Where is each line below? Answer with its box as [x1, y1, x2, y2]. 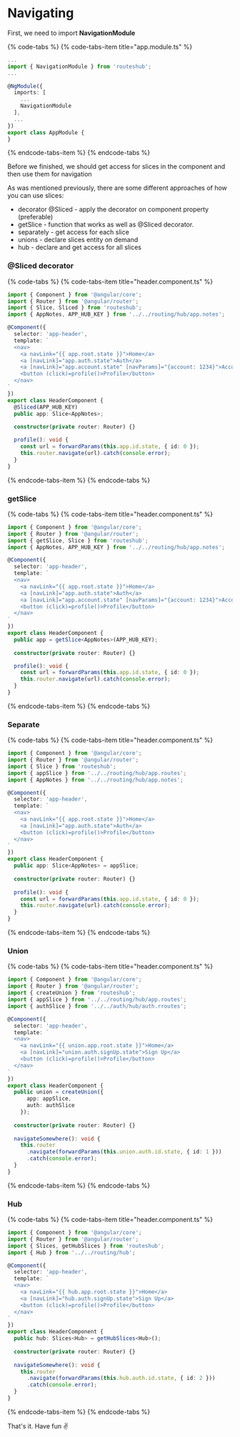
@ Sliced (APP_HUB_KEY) [14, 404, 79, 411]
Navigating [7, 5, 74, 21]
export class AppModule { [7, 129, 84, 136]
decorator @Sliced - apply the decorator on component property [17, 205, 209, 214]
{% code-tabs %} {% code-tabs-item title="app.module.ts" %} [7, 42, 193, 51]
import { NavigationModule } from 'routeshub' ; [7, 63, 152, 70]
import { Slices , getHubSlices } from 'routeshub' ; [7, 1242, 164, 1249]
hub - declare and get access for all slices [17, 243, 141, 251]
